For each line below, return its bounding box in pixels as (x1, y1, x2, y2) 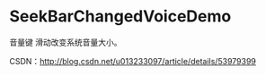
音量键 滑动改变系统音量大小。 (9, 37, 122, 47)
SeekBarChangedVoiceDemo (9, 6, 232, 27)
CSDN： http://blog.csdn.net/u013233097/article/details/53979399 (9, 55, 257, 66)
